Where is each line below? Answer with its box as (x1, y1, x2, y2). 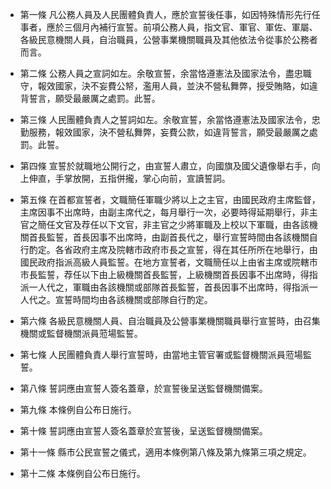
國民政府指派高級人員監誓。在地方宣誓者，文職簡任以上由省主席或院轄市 (19, 256, 318, 268)
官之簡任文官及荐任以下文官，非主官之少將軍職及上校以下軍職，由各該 (19, 219, 310, 230)
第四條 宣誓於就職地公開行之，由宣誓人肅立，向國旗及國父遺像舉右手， (19, 160, 312, 172)
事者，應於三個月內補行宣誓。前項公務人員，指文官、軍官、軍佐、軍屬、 (19, 21, 318, 33)
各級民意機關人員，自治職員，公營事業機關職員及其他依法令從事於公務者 (19, 34, 318, 45)
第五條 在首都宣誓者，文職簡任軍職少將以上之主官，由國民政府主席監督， (19, 194, 321, 205)
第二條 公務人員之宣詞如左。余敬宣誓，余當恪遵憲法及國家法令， (19, 68, 286, 79)
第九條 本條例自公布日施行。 (19, 404, 137, 415)
